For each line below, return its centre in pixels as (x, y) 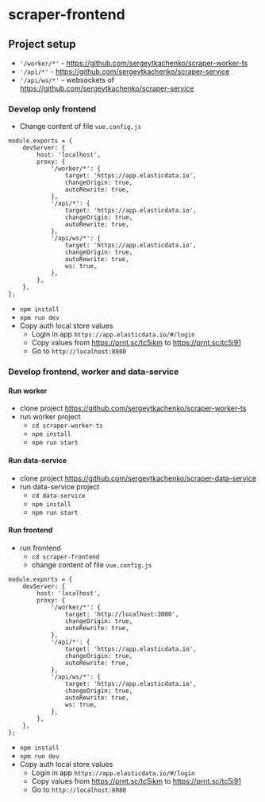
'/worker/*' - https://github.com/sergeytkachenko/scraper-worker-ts (134, 63)
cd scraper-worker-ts (67, 426)
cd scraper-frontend (65, 557)
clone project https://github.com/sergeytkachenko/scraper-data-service (138, 478)
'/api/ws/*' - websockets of (67, 80)
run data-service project (60, 486)
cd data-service (58, 496)
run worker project (50, 417)
